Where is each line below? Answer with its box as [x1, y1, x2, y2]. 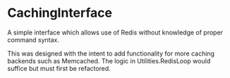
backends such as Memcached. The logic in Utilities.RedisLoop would [7, 56, 211, 65]
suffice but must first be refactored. [7, 64, 111, 72]
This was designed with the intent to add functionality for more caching [7, 49, 215, 58]
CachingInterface [7, 5, 113, 21]
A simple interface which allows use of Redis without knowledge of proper [7, 28, 224, 37]
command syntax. [7, 35, 60, 44]
